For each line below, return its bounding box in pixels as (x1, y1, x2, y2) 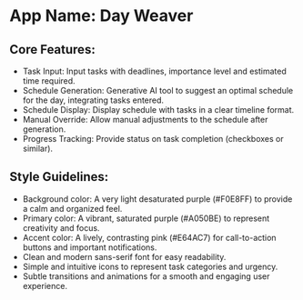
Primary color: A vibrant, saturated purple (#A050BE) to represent (22, 213, 270, 224)
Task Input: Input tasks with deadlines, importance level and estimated (22, 65, 287, 76)
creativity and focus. (22, 222, 100, 233)
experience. (22, 280, 68, 291)
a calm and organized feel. (22, 203, 123, 214)
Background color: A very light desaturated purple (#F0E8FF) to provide (22, 193, 293, 205)
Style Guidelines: (9, 169, 109, 185)
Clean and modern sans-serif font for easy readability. (22, 251, 227, 262)
